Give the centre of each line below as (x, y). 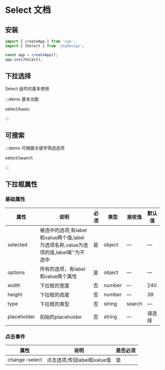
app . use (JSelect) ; (24, 60)
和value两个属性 (58, 276)
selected (18, 245)
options (16, 272)
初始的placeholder (61, 317)
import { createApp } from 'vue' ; (41, 41)
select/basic (18, 109)
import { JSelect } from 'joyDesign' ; (45, 46)
